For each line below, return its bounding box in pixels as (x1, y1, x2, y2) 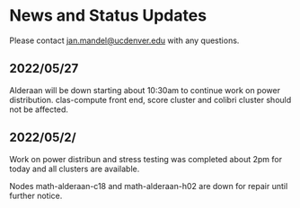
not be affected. (9, 104, 69, 115)
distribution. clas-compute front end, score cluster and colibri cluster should (9, 94, 292, 105)
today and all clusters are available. (9, 163, 140, 174)
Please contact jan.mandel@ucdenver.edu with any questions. (9, 35, 240, 46)
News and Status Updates (9, 5, 207, 26)
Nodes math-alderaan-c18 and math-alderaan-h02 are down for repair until (9, 180, 288, 191)
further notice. (9, 190, 63, 201)
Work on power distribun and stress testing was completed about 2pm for (9, 153, 283, 164)
